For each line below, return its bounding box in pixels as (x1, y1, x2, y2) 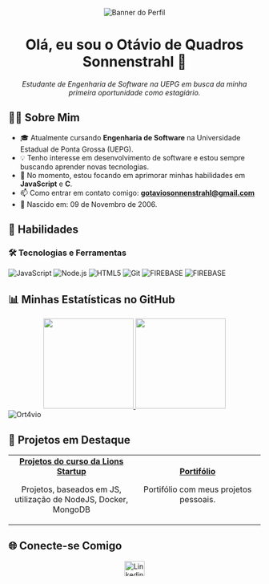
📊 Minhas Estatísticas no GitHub (8, 293, 176, 306)
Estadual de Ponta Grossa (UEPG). (19, 144, 134, 154)
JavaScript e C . (19, 179, 73, 189)
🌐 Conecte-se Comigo (8, 539, 122, 553)
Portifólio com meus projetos (143, 484, 252, 495)
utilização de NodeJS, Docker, (14, 494, 129, 505)
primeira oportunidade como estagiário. (68, 87, 201, 97)
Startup (56, 466, 86, 477)
